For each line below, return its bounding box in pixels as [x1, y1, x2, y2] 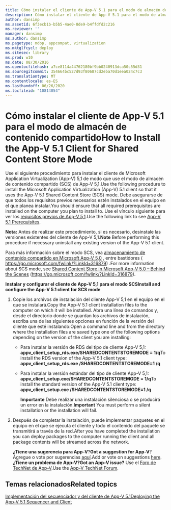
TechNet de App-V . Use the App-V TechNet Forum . [12, 465, 119, 471]
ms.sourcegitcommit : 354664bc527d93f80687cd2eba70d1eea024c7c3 [5, 69, 142, 74]
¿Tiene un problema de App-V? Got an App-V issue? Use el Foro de [12, 460, 156, 466]
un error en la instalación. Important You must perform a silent [20, 402, 151, 408]
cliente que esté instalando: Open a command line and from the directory [12, 323, 165, 329]
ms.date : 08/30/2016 [5, 60, 49, 65]
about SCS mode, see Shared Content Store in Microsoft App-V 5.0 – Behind [5, 266, 165, 272]
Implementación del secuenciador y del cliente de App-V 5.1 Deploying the [5, 493, 160, 500]
